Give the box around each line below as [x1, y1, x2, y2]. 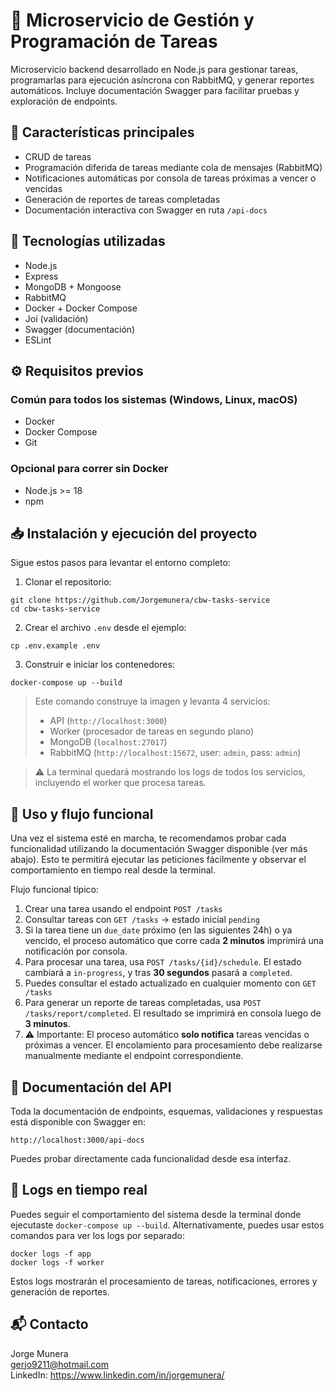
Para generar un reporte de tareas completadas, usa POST [24, 997, 262, 1009]
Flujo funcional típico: [10, 884, 99, 896]
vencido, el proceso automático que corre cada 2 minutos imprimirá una [24, 935, 324, 947]
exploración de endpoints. [10, 95, 118, 107]
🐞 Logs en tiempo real [10, 1182, 148, 1199]
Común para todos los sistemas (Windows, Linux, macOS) [10, 392, 298, 406]
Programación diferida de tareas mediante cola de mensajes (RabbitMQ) [24, 161, 323, 173]
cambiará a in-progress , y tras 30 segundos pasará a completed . [24, 967, 293, 979]
